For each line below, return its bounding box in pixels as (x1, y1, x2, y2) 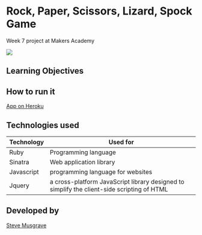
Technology (9, 138, 44, 146)
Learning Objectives (6, 66, 84, 76)
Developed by (6, 205, 60, 216)
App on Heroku (6, 103, 44, 110)
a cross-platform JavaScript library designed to (50, 177, 185, 185)
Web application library (50, 158, 115, 166)
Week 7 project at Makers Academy (6, 37, 95, 44)
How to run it (6, 86, 55, 97)
